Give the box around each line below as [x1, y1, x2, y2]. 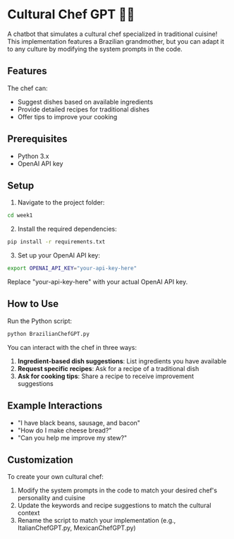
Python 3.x [17, 152, 49, 160]
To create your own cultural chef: [7, 473, 104, 481]
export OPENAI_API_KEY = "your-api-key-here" [7, 265, 137, 272]
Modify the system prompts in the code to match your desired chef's [17, 486, 217, 495]
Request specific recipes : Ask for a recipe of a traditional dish [17, 364, 199, 373]
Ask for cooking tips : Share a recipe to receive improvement [17, 372, 194, 380]
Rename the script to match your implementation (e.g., [17, 516, 176, 525]
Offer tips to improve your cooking [17, 112, 118, 121]
